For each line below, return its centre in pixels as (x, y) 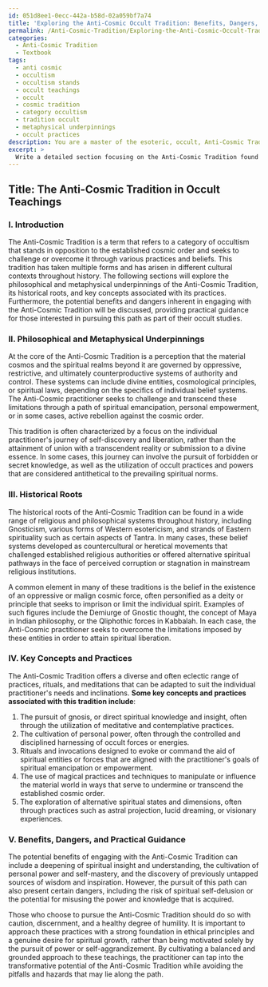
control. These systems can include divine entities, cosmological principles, (132, 382)
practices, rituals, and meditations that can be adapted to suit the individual (132, 684)
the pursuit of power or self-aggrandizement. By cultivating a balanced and (132, 949)
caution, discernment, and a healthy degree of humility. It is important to (127, 923)
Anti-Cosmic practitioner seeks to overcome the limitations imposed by (125, 629)
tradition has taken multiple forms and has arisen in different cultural (120, 267)
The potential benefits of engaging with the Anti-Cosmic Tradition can (123, 857)
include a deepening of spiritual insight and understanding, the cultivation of (134, 866)
